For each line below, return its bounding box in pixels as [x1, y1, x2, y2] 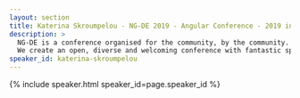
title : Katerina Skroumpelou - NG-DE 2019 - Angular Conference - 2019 [9, 21, 281, 30]
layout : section [9, 12, 70, 22]
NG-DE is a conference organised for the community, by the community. [17, 37, 290, 47]
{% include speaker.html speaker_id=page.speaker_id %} [9, 79, 221, 89]
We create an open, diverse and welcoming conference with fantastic [17, 46, 281, 55]
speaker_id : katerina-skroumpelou [9, 54, 138, 63]
